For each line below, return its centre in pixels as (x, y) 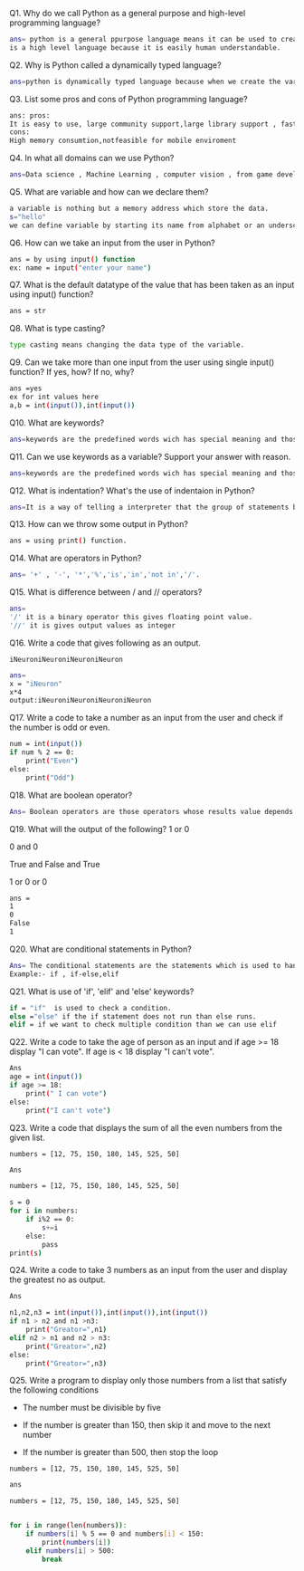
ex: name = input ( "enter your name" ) (81, 268)
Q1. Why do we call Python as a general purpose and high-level (128, 13)
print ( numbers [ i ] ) (76, 1542)
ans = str (28, 311)
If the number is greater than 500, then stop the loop (120, 1452)
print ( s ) (26, 1253)
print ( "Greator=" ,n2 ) (66, 1346)
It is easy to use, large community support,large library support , (143, 124)
